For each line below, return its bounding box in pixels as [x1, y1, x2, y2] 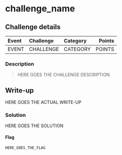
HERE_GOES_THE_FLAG [5, 145, 46, 150]
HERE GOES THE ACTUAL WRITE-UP [5, 100, 82, 105]
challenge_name [5, 3, 76, 14]
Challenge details [5, 23, 61, 31]
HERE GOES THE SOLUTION [5, 123, 64, 129]
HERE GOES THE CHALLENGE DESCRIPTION [17, 72, 110, 78]
